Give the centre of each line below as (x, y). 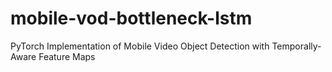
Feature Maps (67, 56)
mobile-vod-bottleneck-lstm (131, 18)
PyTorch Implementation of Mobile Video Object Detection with (140, 46)
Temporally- (296, 46)
